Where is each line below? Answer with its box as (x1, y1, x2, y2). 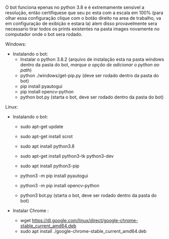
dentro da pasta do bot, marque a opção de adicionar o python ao (20, 62, 160, 67)
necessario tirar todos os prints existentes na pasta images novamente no (5, 26, 160, 32)
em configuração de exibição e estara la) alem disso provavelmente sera (5, 20, 157, 26)
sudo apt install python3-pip (20, 163, 80, 169)
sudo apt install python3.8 (20, 143, 75, 149)
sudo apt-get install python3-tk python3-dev (20, 153, 114, 159)
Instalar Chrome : (12, 208, 49, 214)
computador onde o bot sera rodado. (5, 31, 83, 37)
